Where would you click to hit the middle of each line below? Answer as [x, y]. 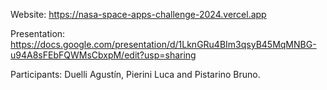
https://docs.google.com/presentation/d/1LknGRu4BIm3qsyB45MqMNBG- [163, 44]
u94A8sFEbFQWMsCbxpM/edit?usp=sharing [103, 55]
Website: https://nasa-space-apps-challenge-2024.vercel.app [138, 14]
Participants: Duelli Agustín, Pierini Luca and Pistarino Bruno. [135, 74]
